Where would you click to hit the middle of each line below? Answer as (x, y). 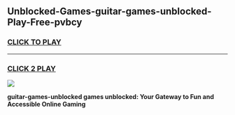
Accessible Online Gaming (47, 104)
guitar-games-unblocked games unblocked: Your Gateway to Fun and (111, 96)
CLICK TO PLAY (34, 43)
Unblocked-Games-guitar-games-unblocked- (109, 11)
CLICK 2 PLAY (31, 68)
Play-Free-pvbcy (45, 23)
